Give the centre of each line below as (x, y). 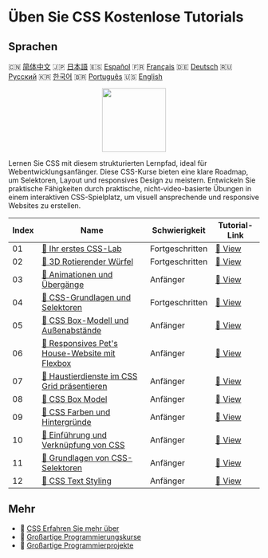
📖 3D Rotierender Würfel (88, 261)
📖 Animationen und (77, 275)
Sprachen (33, 47)
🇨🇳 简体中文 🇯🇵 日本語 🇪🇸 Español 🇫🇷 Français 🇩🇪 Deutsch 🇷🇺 (120, 67)
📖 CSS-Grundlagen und (87, 297)
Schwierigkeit (179, 230)
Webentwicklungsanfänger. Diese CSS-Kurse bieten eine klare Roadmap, (128, 172)
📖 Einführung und (75, 435)
